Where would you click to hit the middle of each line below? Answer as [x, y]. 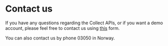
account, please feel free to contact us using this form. [63, 28]
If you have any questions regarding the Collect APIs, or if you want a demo [84, 23]
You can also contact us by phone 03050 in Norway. [60, 38]
